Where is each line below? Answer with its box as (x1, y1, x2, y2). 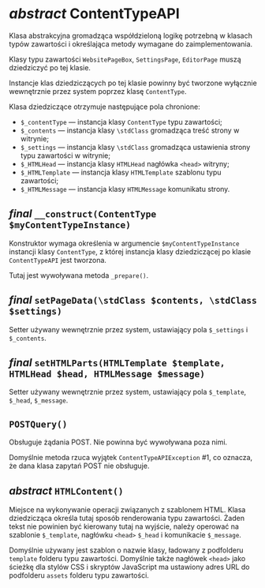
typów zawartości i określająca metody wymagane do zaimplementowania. (9, 39, 253, 48)
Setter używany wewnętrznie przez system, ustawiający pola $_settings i (9, 324, 248, 334)
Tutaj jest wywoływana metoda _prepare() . (9, 270, 149, 280)
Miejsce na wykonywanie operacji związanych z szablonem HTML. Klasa (9, 505, 246, 514)
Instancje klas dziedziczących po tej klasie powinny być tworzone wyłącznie (9, 78, 257, 88)
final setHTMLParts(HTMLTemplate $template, (9, 356, 226, 369)
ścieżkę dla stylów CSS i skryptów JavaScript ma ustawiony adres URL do (9, 562, 250, 571)
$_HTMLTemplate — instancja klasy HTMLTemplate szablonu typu (20, 167, 222, 177)
